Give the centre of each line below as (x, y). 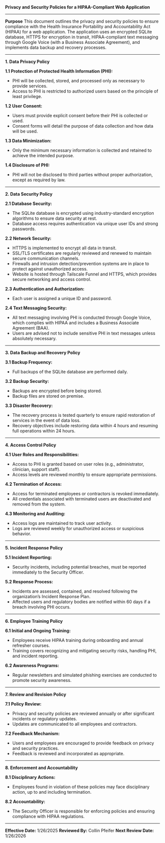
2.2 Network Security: (28, 238)
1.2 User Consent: (24, 106)
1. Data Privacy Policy (27, 62)
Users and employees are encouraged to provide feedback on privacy (83, 743)
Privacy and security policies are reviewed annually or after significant (83, 713)
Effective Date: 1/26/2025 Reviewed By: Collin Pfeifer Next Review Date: (80, 830)
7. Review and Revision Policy (36, 694)
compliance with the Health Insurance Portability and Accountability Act (78, 26)
